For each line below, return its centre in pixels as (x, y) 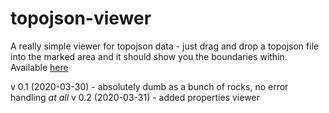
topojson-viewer (81, 18)
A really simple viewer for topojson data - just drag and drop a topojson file (165, 46)
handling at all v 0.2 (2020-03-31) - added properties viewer (135, 97)
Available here (39, 67)
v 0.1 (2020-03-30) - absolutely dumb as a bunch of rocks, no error (149, 86)
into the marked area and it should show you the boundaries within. (149, 56)
